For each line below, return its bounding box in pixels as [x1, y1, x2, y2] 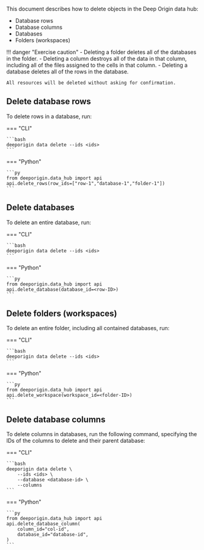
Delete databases [6, 202, 75, 213]
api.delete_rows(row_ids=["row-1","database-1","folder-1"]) [6, 180, 166, 186]
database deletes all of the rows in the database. [6, 68, 129, 75]
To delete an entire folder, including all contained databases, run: [6, 325, 170, 332]
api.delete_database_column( [6, 521, 81, 527]
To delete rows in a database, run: [6, 113, 92, 120]
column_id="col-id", [17, 526, 70, 532]
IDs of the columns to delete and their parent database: [6, 437, 145, 445]
